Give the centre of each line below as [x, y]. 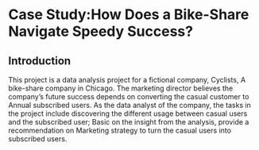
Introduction [40, 61]
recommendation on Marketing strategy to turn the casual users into [120, 130]
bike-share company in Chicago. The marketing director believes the [121, 88]
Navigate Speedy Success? [101, 31]
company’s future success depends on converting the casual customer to [129, 96]
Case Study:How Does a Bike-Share [129, 15]
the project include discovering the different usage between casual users [128, 113]
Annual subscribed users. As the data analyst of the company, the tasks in [130, 105]
